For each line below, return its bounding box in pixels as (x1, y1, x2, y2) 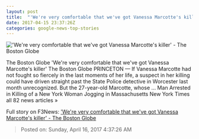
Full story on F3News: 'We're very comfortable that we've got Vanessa (6, 108, 179, 115)
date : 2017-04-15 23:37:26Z (6, 20, 76, 25)
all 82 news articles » (6, 97, 58, 104)
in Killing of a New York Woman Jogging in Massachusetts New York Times (6, 90, 190, 98)
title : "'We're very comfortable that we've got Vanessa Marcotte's (6, 14, 182, 20)
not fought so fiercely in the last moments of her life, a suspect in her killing (6, 72, 191, 79)
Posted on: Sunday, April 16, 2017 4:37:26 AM (20, 126, 132, 133)
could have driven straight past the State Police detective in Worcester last (6, 78, 188, 85)
